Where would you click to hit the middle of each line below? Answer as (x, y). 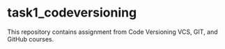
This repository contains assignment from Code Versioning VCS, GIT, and (113, 32)
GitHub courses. (31, 39)
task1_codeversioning (72, 13)
